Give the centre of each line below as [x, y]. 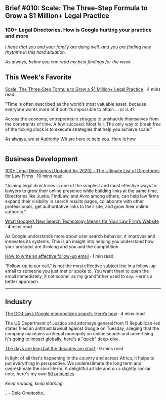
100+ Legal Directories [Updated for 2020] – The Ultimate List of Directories [82, 171]
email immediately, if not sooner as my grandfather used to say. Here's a [79, 277]
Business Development [41, 159]
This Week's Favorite [38, 77]
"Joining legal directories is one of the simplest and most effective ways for [82, 186]
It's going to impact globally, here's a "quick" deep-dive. [62, 339]
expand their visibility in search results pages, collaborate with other [75, 201]
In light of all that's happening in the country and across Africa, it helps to [80, 358]
